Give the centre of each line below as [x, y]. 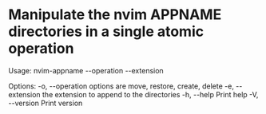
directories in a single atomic [106, 31]
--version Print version [46, 103]
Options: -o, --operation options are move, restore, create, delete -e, [121, 86]
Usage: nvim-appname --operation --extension [86, 70]
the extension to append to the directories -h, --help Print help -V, [151, 94]
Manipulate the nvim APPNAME [115, 15]
